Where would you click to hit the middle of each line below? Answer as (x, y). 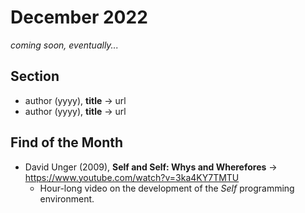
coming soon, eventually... (64, 45)
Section (35, 76)
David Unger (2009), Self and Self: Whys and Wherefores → (151, 167)
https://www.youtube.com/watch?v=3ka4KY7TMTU (132, 177)
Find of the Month (67, 142)
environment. (67, 198)
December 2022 (79, 17)
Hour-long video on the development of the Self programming (167, 188)
